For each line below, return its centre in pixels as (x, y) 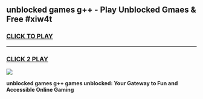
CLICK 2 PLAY (27, 59)
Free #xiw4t (29, 19)
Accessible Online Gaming (40, 89)
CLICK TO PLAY (30, 37)
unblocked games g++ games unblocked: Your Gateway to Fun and (92, 83)
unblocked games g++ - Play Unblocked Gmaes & (101, 10)
